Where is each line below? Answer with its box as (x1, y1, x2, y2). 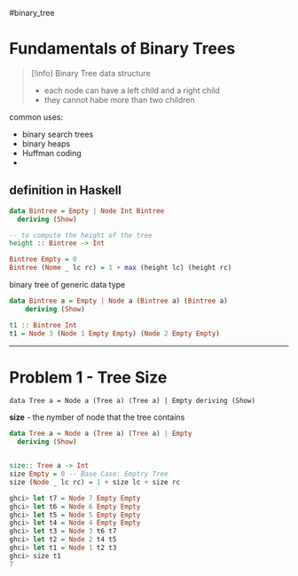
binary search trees (21, 129, 94, 139)
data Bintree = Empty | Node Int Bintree (9, 206, 165, 216)
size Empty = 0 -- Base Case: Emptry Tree (9, 469, 169, 478)
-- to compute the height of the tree (9, 231, 153, 240)
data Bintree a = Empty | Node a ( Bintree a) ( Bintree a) (9, 296, 228, 305)
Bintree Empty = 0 (9, 255, 77, 264)
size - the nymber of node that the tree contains (9, 412, 185, 422)
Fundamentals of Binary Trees (9, 39, 236, 59)
